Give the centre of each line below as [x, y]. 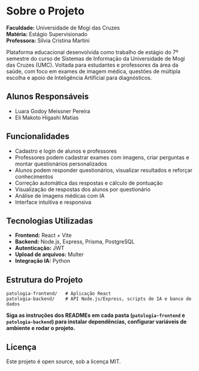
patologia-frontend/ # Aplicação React [59, 294]
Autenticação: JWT [40, 248]
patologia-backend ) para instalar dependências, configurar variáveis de [97, 322]
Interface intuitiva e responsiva [53, 202]
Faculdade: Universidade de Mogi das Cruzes [63, 28]
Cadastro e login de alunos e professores [66, 151]
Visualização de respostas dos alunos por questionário [83, 189]
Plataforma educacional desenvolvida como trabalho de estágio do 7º [92, 52]
